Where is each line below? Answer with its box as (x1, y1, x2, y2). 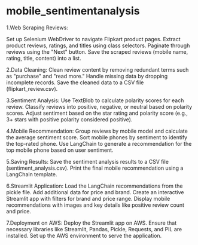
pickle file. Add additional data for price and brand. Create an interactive (6, 188, 184, 195)
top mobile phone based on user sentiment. (6, 146, 114, 154)
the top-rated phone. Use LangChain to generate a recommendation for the (6, 140, 192, 147)
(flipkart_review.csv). (6, 85, 58, 92)
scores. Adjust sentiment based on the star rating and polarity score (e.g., (6, 109, 188, 117)
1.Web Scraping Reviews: (6, 24, 69, 31)
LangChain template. (6, 170, 57, 177)
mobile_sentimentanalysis (6, 4, 140, 18)
